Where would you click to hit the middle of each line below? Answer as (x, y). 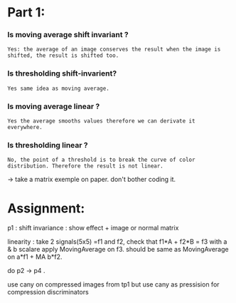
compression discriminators (48, 292)
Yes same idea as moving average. (59, 88)
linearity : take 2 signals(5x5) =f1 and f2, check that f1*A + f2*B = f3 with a (117, 242)
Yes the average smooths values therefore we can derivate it (101, 121)
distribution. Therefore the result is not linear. (85, 166)
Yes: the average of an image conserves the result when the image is (114, 50)
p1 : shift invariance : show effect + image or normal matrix (93, 228)
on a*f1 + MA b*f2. (35, 257)
